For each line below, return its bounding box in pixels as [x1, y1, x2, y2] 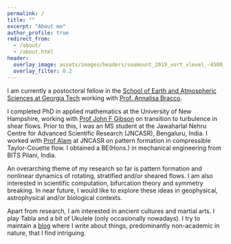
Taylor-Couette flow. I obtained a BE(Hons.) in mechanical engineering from [7, 144, 221, 152]
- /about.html [13, 49, 54, 56]
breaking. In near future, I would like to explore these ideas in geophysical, [7, 186, 218, 195]
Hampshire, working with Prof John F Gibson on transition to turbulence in [7, 114, 218, 122]
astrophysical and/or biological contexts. [7, 193, 122, 201]
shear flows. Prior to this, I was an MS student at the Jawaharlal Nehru [7, 122, 207, 130]
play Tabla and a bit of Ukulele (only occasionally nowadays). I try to [7, 214, 201, 222]
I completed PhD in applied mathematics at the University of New [7, 107, 192, 115]
